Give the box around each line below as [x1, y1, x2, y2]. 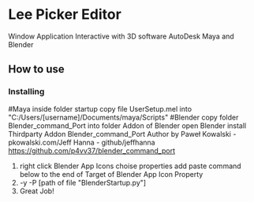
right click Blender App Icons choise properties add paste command [19, 161, 242, 171]
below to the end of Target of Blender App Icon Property [19, 169, 204, 178]
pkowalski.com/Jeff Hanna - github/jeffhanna [8, 138, 155, 147]
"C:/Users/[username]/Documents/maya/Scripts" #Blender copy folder [8, 112, 239, 122]
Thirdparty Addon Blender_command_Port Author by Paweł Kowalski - [8, 129, 237, 138]
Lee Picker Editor [8, 6, 122, 24]
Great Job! [19, 186, 54, 196]
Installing [8, 86, 45, 97]
